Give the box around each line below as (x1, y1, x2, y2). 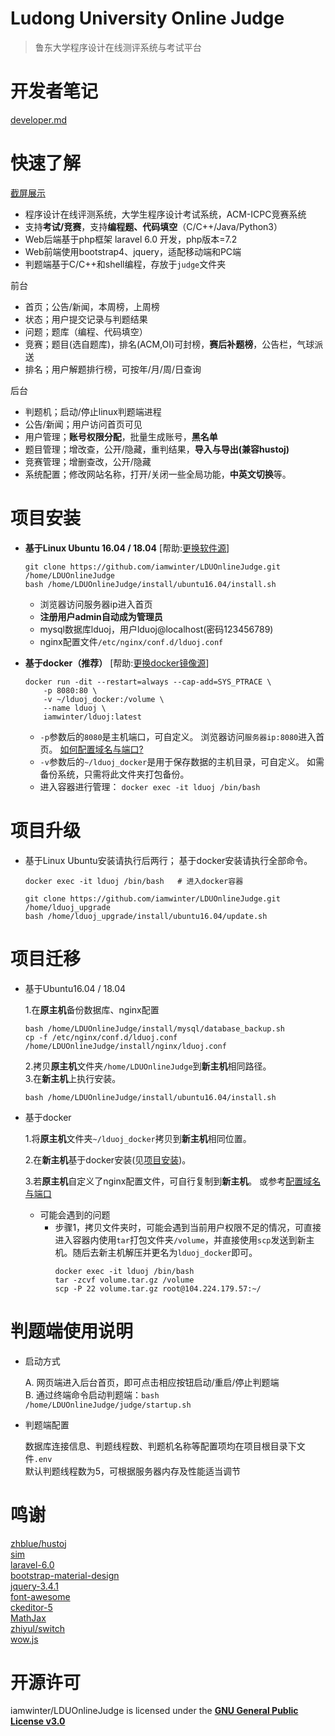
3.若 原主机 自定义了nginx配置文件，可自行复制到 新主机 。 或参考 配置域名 (24, 1175, 322, 1187)
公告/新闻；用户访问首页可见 (24, 418, 143, 430)
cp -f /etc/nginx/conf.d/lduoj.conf (24, 1032, 178, 1042)
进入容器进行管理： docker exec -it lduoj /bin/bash (39, 780, 261, 792)
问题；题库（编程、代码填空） (24, 325, 148, 337)
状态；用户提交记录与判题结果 (24, 313, 148, 325)
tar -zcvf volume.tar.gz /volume (54, 1275, 195, 1285)
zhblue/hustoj (10, 1537, 67, 1549)
